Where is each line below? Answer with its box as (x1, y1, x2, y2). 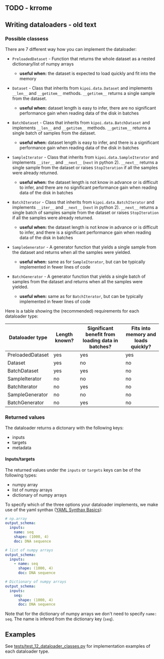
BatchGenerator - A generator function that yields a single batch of (12, 273, 146, 279)
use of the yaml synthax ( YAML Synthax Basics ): (5, 506, 102, 513)
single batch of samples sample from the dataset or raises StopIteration (12, 210, 159, 216)
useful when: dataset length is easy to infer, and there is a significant (19, 139, 159, 146)
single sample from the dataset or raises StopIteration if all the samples (12, 165, 158, 171)
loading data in (82, 337, 118, 344)
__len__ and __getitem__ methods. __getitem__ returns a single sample (12, 91, 155, 96)
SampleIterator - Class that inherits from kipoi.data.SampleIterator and (12, 154, 159, 160)
